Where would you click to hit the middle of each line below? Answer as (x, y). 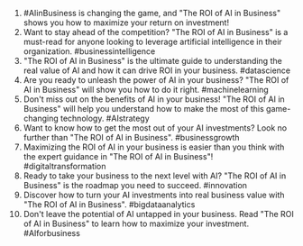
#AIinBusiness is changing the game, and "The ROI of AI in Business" (152, 13)
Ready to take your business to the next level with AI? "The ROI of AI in (155, 176)
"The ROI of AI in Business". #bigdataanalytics (109, 205)
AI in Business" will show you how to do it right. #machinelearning (146, 90)
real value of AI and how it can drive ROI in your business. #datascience (157, 70)
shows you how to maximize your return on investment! (126, 23)
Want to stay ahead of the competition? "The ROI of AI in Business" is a (156, 32)
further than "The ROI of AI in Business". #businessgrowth (131, 137)
